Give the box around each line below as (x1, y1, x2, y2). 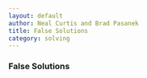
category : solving (8, 34, 70, 43)
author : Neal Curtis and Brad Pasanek (8, 19, 139, 27)
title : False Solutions (8, 27, 89, 35)
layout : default (8, 11, 63, 20)
